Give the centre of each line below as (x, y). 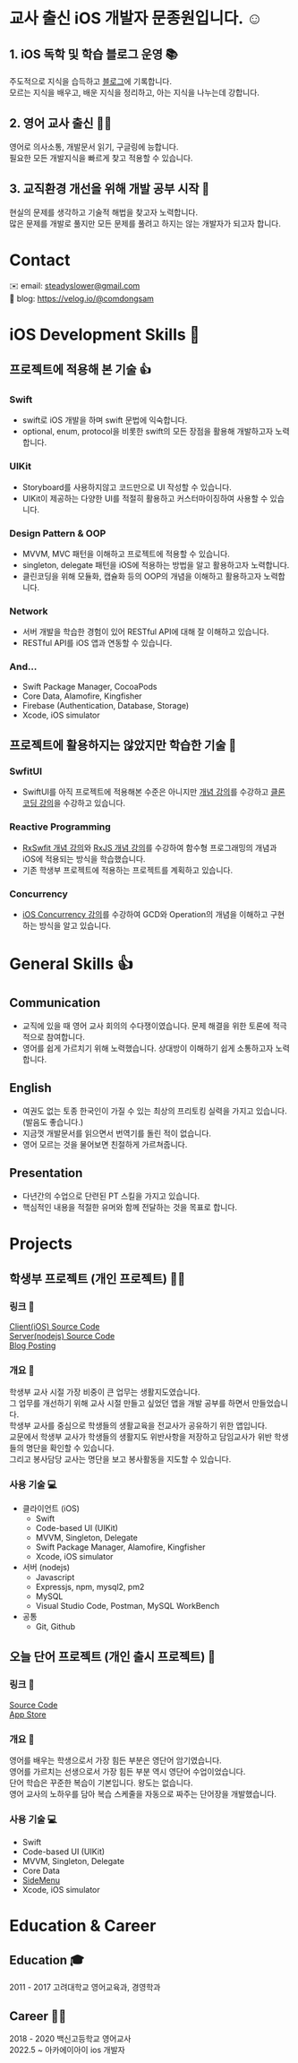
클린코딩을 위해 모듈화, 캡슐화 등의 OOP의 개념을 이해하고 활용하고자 (142, 576)
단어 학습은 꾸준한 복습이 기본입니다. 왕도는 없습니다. (101, 1783)
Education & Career (83, 1926)
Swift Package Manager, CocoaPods (89, 686)
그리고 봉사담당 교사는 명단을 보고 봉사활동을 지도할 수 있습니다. (120, 1459)
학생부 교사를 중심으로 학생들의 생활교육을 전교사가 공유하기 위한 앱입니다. (138, 1425)
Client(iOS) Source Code (55, 1327)
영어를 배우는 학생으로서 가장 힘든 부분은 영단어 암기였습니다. (115, 1760)
